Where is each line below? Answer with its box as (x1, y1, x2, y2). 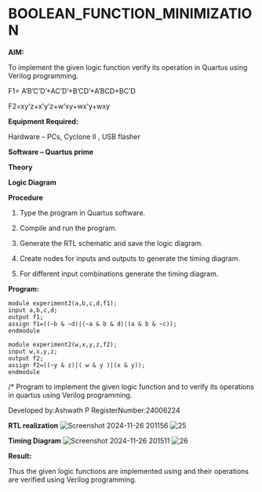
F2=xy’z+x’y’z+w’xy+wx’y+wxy (8, 101, 111, 111)
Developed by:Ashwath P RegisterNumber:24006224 (8, 406, 180, 415)
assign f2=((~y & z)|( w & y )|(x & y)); (8, 361, 146, 369)
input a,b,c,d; (8, 306, 58, 314)
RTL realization (8, 420, 59, 430)
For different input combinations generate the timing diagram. (19, 269, 219, 278)
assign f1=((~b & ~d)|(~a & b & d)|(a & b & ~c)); (8, 320, 177, 328)
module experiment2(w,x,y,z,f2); (8, 340, 118, 348)
